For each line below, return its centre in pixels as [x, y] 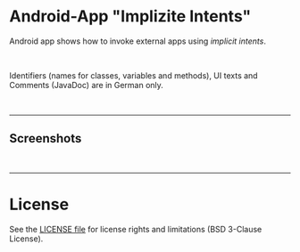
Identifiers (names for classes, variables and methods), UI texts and [133, 75]
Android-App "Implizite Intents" [130, 16]
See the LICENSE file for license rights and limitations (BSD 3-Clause [136, 229]
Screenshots [46, 138]
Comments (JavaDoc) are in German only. [86, 85]
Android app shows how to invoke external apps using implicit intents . [137, 41]
